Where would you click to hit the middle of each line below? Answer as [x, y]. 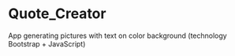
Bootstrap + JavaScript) [47, 43]
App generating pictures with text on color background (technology [117, 35]
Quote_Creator [57, 14]
